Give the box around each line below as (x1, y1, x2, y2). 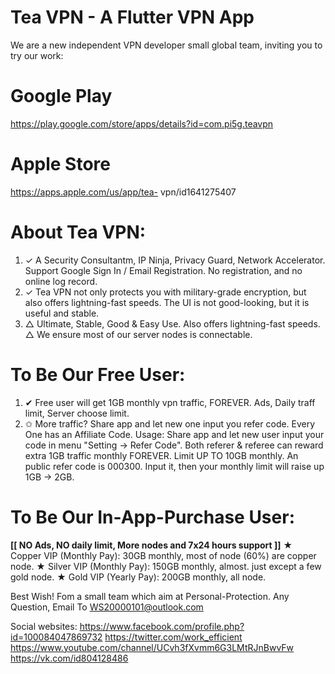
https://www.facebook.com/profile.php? (79, 620, 245, 632)
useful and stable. (24, 307, 100, 319)
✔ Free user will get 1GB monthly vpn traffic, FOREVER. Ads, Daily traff (24, 396, 316, 408)
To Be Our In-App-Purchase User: (10, 506, 295, 528)
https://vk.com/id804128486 (10, 652, 129, 664)
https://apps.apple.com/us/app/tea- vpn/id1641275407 (10, 186, 237, 198)
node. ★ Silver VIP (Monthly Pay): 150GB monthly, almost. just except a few (10, 560, 322, 572)
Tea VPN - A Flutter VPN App (10, 6, 255, 29)
